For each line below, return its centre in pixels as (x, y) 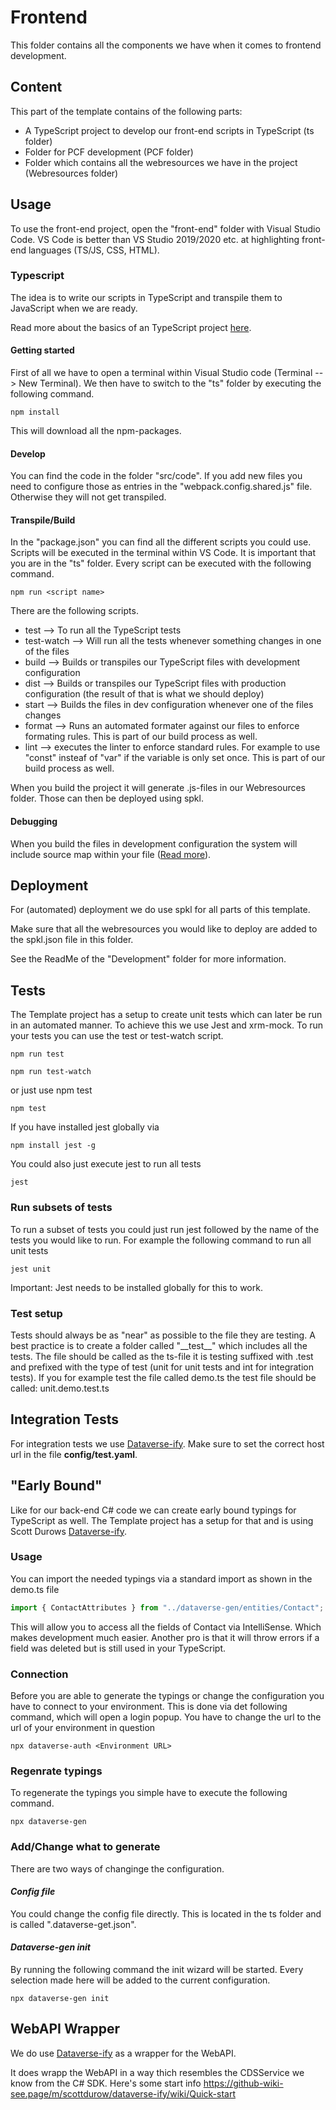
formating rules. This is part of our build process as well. (141, 737)
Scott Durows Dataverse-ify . (68, 1531)
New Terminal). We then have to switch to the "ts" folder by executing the (170, 383)
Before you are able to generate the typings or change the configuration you (167, 1695)
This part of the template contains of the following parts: (126, 111)
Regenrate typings (56, 1771)
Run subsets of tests (61, 1208)
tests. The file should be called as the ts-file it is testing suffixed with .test (162, 1356)
